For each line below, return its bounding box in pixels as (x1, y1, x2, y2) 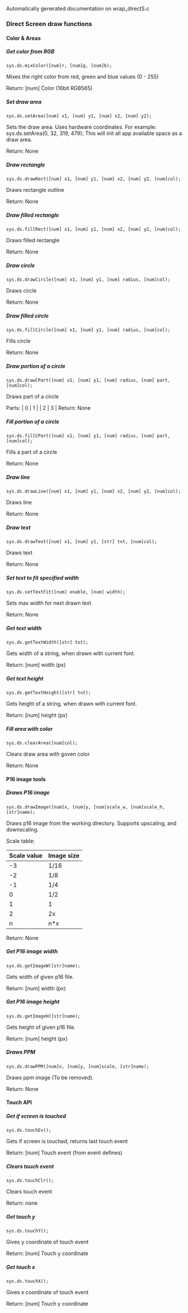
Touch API (6, 1099, 33, 1106)
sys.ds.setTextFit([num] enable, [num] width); (6, 589, 126, 595)
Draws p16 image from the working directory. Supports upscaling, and (6, 820, 177, 827)
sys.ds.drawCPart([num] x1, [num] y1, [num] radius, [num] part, (6, 377, 170, 384)
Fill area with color (6, 725, 53, 732)
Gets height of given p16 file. (6, 1023, 76, 1031)
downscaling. (6, 826, 39, 833)
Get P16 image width (6, 948, 58, 955)
